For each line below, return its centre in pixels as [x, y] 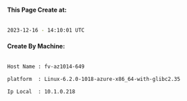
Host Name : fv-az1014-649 [46, 67]
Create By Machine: [36, 46]
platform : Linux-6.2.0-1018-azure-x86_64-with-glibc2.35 [94, 80]
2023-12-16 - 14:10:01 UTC [46, 30]
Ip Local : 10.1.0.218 [41, 92]
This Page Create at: [37, 10]
